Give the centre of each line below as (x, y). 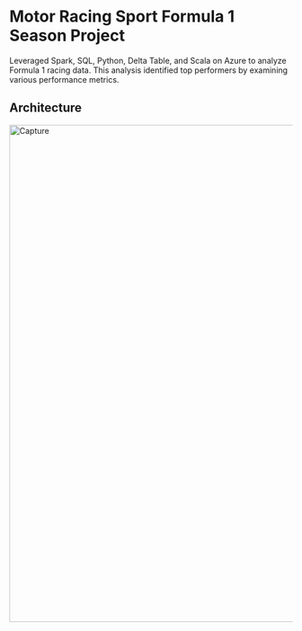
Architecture (46, 108)
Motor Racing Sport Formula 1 (122, 17)
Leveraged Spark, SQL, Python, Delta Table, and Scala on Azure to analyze (148, 60)
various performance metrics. (64, 79)
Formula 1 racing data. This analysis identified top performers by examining (149, 70)
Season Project (67, 36)
